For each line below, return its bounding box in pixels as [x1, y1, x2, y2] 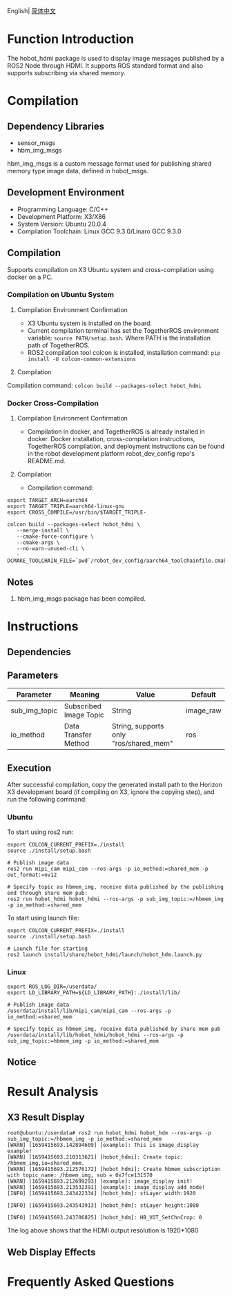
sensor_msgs [17, 138, 56, 147]
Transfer [64, 730, 92, 739]
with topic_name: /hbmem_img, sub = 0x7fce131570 [7, 1172, 153, 1179]
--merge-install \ [16, 528, 70, 534]
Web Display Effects [7, 1246, 96, 1258]
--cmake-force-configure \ [16, 533, 95, 541]
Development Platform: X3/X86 [17, 212, 106, 220]
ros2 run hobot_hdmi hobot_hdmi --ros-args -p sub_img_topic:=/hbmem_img [7, 896, 224, 903]
